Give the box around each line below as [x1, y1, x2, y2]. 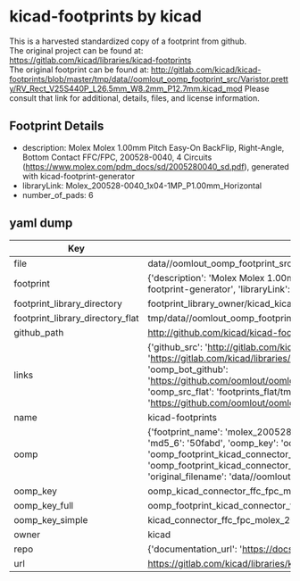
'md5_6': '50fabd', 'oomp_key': [146, 436, 279, 449]
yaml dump [9, 216, 73, 231]
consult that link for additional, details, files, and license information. [9, 92, 261, 104]
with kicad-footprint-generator [21, 170, 136, 181]
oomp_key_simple [13, 513, 88, 526]
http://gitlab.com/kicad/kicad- [150, 64, 262, 75]
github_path [13, 326, 64, 338]
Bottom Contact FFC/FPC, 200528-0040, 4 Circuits [21, 152, 212, 162]
